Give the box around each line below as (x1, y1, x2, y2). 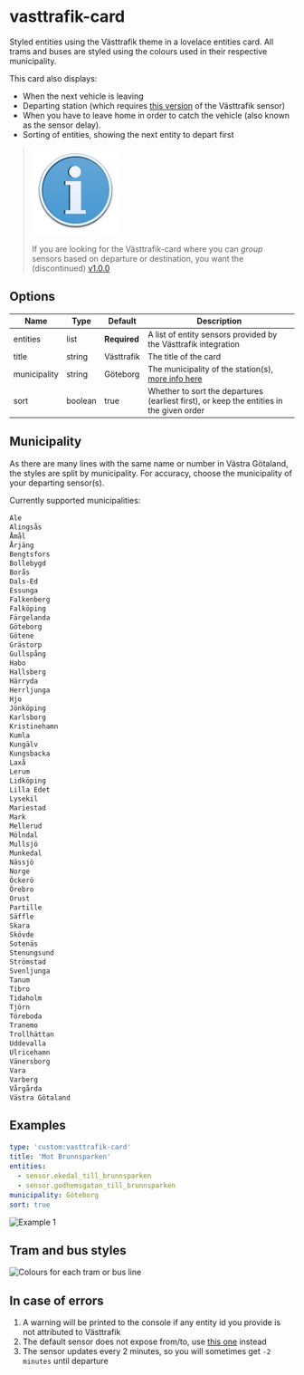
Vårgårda (9, 1084, 43, 1093)
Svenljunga (9, 966, 51, 976)
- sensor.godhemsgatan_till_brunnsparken (17, 1180, 176, 1190)
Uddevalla (9, 1039, 47, 1048)
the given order (147, 405, 205, 416)
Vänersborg (9, 1057, 51, 1066)
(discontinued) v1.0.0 (31, 263, 110, 274)
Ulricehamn (9, 1048, 51, 1057)
